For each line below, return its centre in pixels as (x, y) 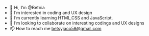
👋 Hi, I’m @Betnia (27, 8)
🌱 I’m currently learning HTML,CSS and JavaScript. (61, 18)
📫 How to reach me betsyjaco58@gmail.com (56, 28)
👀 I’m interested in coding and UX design (51, 13)
